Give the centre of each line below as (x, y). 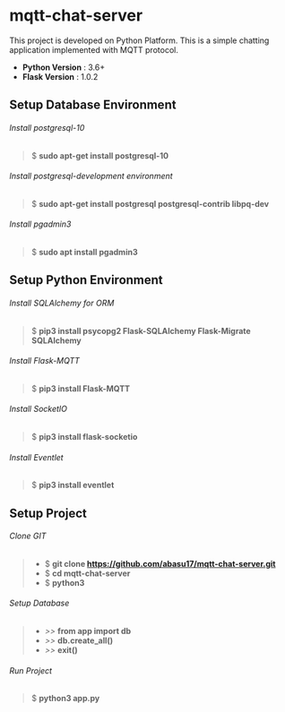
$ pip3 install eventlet (73, 485)
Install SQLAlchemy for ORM (62, 303)
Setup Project (48, 513)
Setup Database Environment (93, 105)
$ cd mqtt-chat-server (87, 573)
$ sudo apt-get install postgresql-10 (99, 155)
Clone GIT (28, 536)
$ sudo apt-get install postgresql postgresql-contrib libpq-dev (150, 203)
